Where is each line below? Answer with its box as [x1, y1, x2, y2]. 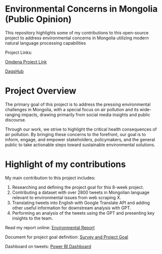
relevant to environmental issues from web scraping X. [12, 194, 121, 200]
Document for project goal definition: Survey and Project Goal [5, 234, 129, 240]
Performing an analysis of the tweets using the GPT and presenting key [12, 210, 155, 216]
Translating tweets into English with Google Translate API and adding [12, 200, 150, 205]
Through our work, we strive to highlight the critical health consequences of [5, 126, 157, 132]
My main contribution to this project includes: [5, 175, 96, 181]
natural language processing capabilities [5, 40, 86, 46]
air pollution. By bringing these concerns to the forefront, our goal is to [5, 131, 146, 137]
